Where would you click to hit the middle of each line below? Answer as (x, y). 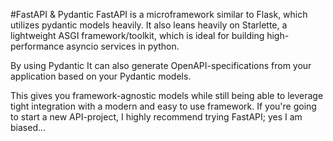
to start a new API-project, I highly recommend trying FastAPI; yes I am (156, 117)
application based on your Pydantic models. (101, 76)
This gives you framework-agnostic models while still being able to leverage (167, 95)
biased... (28, 127)
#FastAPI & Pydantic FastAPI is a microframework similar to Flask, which (159, 14)
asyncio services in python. (123, 46)
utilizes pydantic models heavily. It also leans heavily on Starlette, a (149, 25)
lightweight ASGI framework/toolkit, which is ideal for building (137, 35)
